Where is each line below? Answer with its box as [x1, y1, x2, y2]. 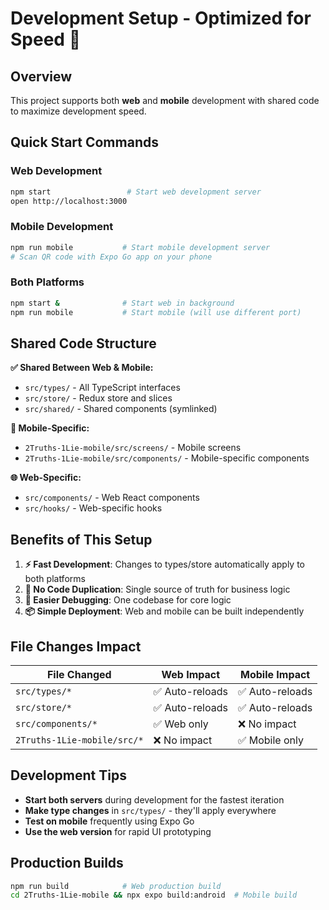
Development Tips [10, 767, 127, 784]
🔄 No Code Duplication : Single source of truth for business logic [24, 583, 291, 596]
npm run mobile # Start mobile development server [10, 242, 271, 252]
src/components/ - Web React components [24, 492, 200, 504]
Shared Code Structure [10, 335, 157, 352]
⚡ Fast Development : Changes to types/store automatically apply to [24, 558, 306, 571]
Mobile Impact [240, 667, 311, 681]
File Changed [46, 667, 112, 681]
